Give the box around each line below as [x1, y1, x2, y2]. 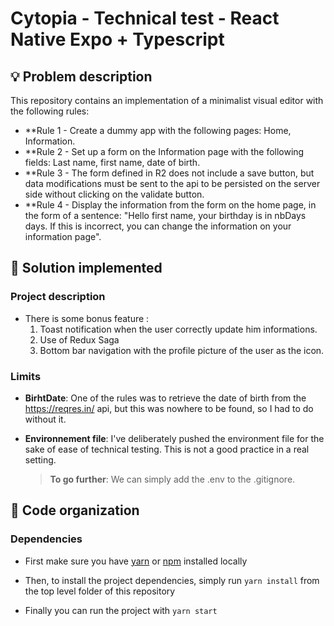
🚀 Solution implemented [10, 260, 163, 277]
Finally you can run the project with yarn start [24, 604, 218, 616]
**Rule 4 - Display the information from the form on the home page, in [24, 199, 317, 211]
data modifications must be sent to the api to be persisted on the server [24, 178, 321, 189]
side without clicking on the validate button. [24, 188, 205, 200]
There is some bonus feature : [24, 312, 150, 324]
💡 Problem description [10, 68, 153, 85]
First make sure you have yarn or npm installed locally [24, 555, 248, 567]
